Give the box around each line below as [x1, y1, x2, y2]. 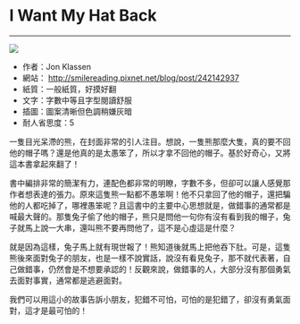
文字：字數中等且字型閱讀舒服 [21, 95, 132, 106]
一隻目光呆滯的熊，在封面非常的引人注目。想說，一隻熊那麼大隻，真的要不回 [9, 136, 291, 147]
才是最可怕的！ [32, 305, 87, 316]
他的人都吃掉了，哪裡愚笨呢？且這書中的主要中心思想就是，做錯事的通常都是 [9, 200, 291, 210]
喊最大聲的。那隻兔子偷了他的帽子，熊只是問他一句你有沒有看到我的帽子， [9, 211, 283, 222]
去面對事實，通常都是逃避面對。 [9, 275, 127, 286]
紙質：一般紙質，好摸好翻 [21, 83, 117, 94]
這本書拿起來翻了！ [9, 158, 80, 169]
